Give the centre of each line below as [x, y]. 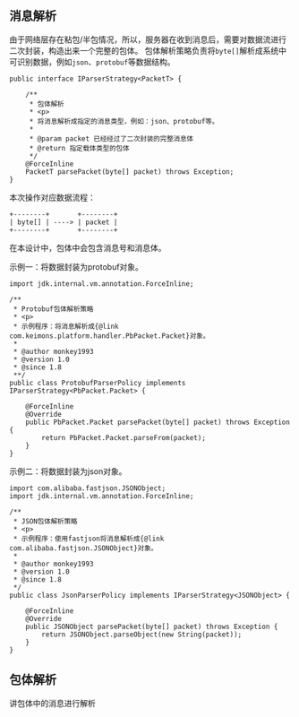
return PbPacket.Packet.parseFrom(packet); [124, 437]
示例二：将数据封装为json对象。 [68, 471]
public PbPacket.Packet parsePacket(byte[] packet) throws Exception [158, 422]
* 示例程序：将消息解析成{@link [66, 326]
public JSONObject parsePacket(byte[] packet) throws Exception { [152, 626]
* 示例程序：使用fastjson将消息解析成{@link [89, 539]
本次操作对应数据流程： [52, 197]
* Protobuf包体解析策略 [53, 309]
